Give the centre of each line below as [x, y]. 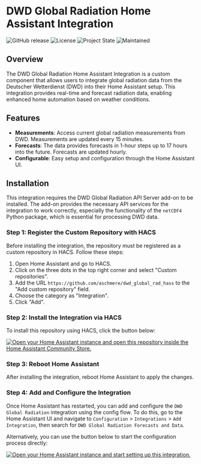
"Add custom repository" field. [52, 289]
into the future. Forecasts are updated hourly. [71, 152]
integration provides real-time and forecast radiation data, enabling [89, 93]
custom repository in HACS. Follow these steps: [65, 252]
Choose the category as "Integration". [62, 295]
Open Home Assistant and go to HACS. [63, 264]
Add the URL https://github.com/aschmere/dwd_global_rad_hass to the [102, 283]
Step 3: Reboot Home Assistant [53, 364]
